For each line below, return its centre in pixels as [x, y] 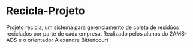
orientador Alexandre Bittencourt [68, 40]
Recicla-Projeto [46, 11]
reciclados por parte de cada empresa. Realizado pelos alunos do [87, 33]
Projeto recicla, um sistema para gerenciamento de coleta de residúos [93, 27]
